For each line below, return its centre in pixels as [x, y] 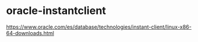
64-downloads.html [30, 33]
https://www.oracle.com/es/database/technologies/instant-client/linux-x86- [99, 27]
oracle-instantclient [56, 11]
